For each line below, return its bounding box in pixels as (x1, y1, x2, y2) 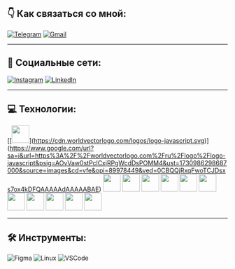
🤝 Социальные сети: (7, 57, 101, 69)
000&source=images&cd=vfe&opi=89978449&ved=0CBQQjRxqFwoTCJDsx (7, 166, 226, 175)
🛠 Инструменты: (7, 232, 87, 244)
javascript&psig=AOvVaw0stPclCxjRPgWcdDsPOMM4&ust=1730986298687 (7, 159, 227, 167)
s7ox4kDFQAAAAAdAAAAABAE (7, 185, 99, 193)
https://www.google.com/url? (9, 144, 94, 153)
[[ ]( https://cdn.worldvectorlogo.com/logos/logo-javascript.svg (7, 137, 205, 145)
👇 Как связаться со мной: (7, 8, 127, 20)
